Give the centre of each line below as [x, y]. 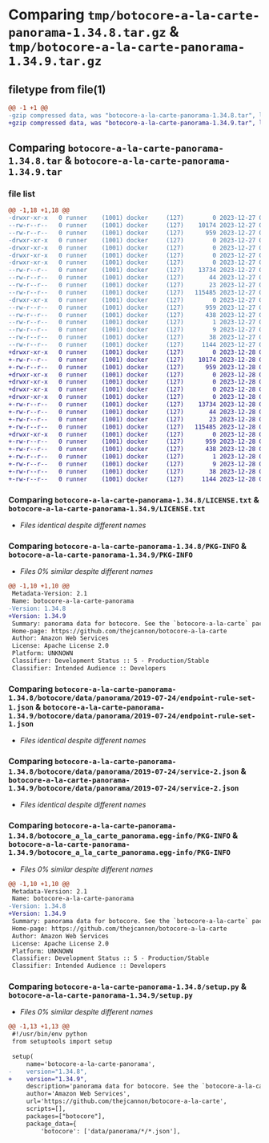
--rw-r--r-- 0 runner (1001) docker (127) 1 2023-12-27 [132, 323]
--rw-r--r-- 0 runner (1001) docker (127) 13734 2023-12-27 [132, 270]
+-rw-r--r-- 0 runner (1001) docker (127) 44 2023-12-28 [132, 412]
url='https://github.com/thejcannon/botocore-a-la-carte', [126, 1101]
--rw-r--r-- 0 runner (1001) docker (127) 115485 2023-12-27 [132, 292]
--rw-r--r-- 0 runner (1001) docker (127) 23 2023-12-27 [132, 285]
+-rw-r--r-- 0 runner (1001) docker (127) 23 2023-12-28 [132, 419]
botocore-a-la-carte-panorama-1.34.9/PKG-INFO [101, 555]
